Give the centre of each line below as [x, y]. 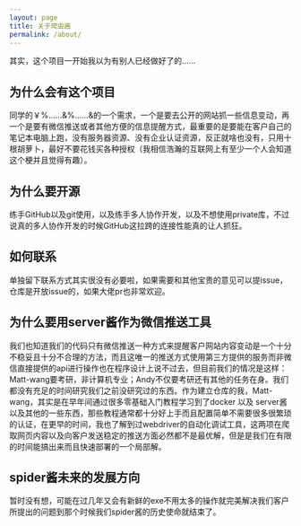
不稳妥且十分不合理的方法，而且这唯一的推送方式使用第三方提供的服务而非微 [150, 356]
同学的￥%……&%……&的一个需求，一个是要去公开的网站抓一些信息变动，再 [149, 115]
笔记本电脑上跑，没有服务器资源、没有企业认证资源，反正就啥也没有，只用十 [150, 138]
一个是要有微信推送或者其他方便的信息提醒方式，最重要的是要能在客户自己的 [150, 127]
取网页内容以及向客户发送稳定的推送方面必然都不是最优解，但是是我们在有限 [150, 435]
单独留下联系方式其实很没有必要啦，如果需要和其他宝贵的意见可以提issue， [149, 280]
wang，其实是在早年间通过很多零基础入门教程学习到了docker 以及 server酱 [148, 401]
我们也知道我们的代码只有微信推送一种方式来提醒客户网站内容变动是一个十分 [150, 346]
